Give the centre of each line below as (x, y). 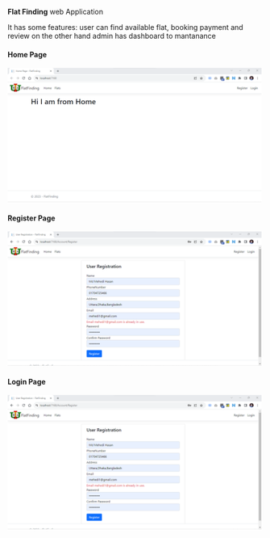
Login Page (27, 381)
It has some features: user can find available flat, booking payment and (125, 27)
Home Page (27, 54)
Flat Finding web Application (56, 12)
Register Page (31, 218)
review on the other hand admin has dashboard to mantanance (112, 36)
